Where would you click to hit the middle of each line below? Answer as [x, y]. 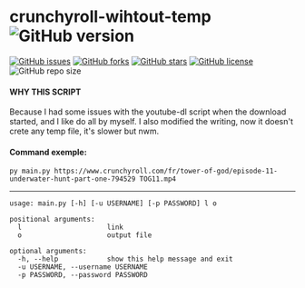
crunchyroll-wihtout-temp [110, 17]
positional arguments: [52, 220]
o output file [85, 235]
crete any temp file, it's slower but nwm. [84, 131]
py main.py [30, 171]
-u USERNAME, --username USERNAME [83, 267]
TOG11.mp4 [158, 179]
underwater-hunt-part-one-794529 [73, 179]
